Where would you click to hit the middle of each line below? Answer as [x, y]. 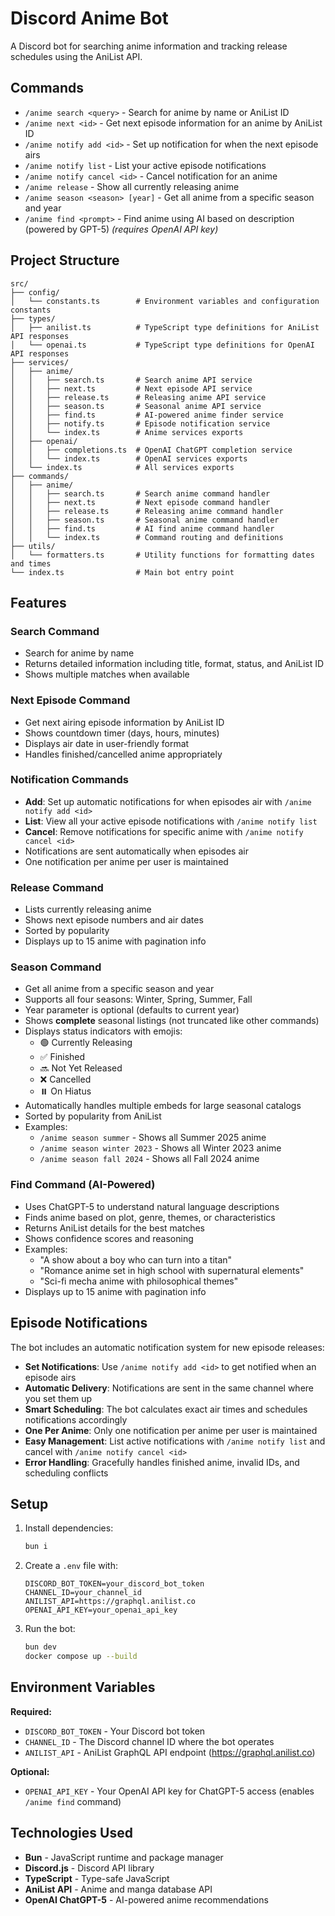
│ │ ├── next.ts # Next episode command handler [140, 502]
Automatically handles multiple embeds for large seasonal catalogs [163, 1106]
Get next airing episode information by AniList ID [124, 722]
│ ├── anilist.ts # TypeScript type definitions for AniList [165, 327]
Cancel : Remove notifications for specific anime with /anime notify [164, 831]
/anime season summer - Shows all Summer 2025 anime [153, 1138]
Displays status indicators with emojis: [103, 1031]
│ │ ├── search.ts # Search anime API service [131, 380]
